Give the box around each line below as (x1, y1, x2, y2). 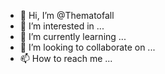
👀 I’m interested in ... (19, 20, 105, 32)
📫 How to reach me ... (19, 53, 113, 64)
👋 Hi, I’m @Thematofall (19, 10, 115, 21)
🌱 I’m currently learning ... (19, 31, 127, 42)
